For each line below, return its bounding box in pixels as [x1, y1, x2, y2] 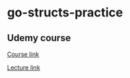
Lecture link [7, 64, 40, 71]
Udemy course [7, 32, 71, 44]
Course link [7, 50, 40, 58]
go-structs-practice [7, 5, 123, 21]
